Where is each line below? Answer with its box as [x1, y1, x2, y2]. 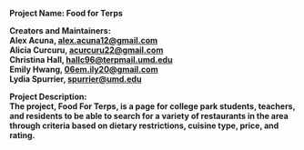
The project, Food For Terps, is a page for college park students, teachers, [9, 101, 296, 112]
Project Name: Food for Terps [9, 8, 123, 18]
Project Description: [9, 91, 87, 102]
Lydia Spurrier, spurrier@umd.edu [9, 74, 142, 85]
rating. [9, 130, 35, 140]
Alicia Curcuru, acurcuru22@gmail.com [9, 45, 164, 55]
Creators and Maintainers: [9, 25, 111, 35]
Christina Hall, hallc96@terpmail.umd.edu [9, 55, 173, 65]
